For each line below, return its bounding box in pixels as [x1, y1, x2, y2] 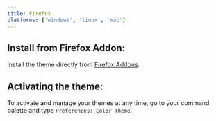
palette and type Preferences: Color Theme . [7, 106, 133, 115]
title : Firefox [7, 10, 51, 17]
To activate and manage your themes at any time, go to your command [7, 99, 210, 107]
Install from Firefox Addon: [7, 42, 126, 54]
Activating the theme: [7, 80, 103, 92]
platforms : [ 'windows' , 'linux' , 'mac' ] [7, 17, 126, 24]
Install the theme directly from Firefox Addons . [7, 60, 140, 69]
